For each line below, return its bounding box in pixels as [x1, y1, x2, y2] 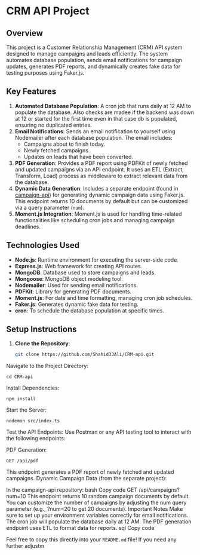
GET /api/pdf [6, 458, 39, 464]
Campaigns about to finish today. [23, 140, 106, 148]
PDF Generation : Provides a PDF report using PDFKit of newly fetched [14, 160, 188, 167]
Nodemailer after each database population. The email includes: [14, 134, 173, 141]
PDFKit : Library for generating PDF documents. [14, 288, 132, 295]
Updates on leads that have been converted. [23, 153, 133, 160]
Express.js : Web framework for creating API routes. [14, 262, 143, 269]
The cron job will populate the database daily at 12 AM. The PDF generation [6, 518, 192, 525]
